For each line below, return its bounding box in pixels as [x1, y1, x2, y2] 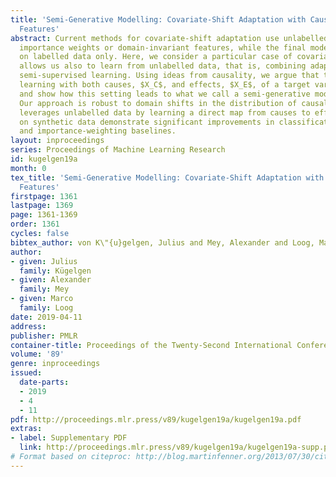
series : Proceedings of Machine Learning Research [10, 145, 226, 155]
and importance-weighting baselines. [19, 126, 177, 136]
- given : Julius [10, 256, 78, 266]
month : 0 [10, 163, 47, 173]
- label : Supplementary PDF [10, 433, 128, 443]
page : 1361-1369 [10, 210, 78, 220]
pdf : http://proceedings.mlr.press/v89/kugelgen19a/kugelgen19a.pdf [10, 414, 302, 425]
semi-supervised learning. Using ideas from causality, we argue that [19, 71, 320, 81]
